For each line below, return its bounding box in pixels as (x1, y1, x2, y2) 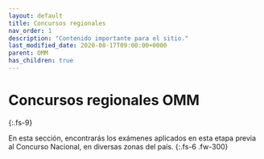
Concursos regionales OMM (8, 92, 200, 109)
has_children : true (8, 57, 74, 65)
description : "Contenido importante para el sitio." (8, 34, 189, 43)
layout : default (8, 11, 63, 20)
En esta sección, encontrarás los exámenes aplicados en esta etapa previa (8, 133, 256, 143)
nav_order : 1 (8, 26, 52, 35)
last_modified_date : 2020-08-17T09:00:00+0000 (8, 42, 167, 50)
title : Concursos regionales (8, 19, 106, 27)
